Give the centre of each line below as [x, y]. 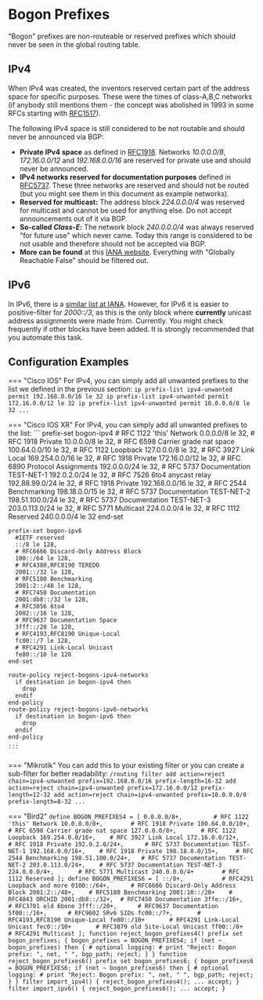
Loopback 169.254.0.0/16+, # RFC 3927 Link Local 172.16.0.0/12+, [124, 838]
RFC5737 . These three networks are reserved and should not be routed [134, 185]
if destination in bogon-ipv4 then [73, 682]
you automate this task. [46, 337]
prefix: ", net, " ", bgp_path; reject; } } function [98, 954]
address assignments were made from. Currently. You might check [116, 320]
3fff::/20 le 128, [45, 627]
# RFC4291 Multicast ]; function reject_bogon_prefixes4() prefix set [126, 934]
